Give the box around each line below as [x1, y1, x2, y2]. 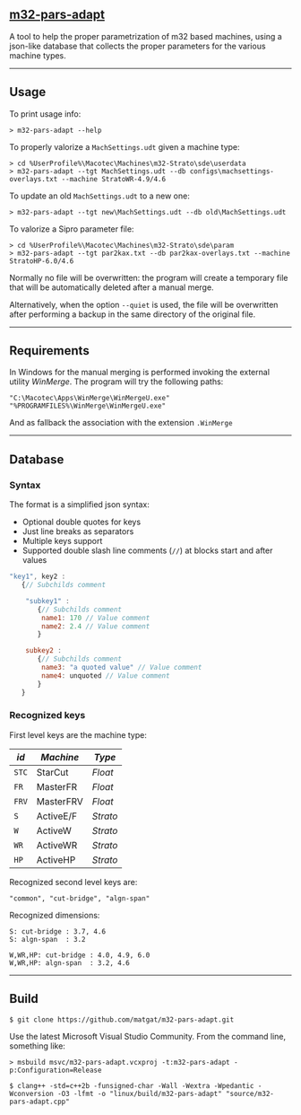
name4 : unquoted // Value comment [41, 671, 170, 680]
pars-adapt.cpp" [9, 1097, 70, 1106]
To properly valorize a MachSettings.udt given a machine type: [9, 141, 240, 152]
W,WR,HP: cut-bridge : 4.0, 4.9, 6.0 [9, 951, 150, 960]
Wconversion [9, 1089, 54, 1098]
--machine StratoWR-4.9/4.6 [61, 174, 167, 183]
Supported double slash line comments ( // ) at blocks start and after [21, 545, 273, 556]
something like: [9, 1040, 65, 1051]
